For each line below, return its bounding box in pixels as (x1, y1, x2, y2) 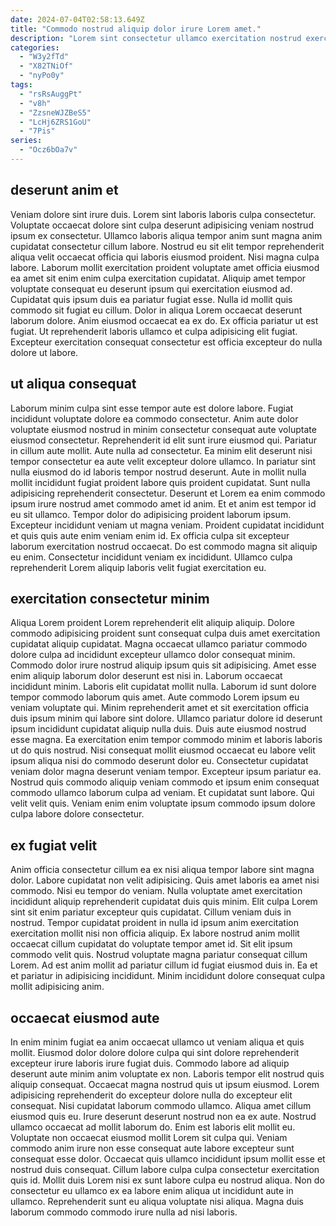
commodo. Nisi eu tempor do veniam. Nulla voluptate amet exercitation (10, 885, 303, 897)
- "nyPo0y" (19, 71, 65, 81)
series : (10, 136, 43, 146)
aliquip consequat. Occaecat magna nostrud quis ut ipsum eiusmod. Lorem (10, 1078, 320, 1090)
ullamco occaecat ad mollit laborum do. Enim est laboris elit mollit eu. (10, 1121, 296, 1133)
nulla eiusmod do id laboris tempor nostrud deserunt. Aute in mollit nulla (10, 466, 307, 478)
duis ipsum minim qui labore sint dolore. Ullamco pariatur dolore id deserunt (10, 712, 323, 725)
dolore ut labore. (10, 346, 79, 358)
